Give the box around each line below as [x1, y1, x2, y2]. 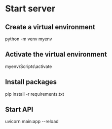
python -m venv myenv [5, 36, 52, 42]
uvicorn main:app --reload [5, 119, 59, 125]
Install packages [5, 78, 57, 86]
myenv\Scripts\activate [5, 63, 52, 69]
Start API [5, 105, 34, 114]
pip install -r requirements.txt [5, 91, 64, 97]
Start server [5, 3, 56, 14]
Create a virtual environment [5, 23, 95, 31]
